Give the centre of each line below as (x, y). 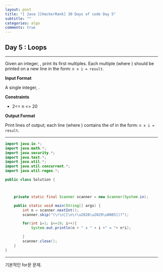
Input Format (18, 78)
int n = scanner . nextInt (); (51, 210)
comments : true (20, 28)
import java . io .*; (24, 144)
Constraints (17, 97)
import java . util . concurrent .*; (38, 166)
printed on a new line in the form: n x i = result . (55, 68)
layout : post (18, 9)
